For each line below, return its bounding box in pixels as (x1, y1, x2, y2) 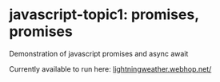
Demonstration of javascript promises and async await (9, 49, 189, 58)
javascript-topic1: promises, (9, 6, 199, 24)
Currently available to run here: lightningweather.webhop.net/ (9, 64, 212, 73)
